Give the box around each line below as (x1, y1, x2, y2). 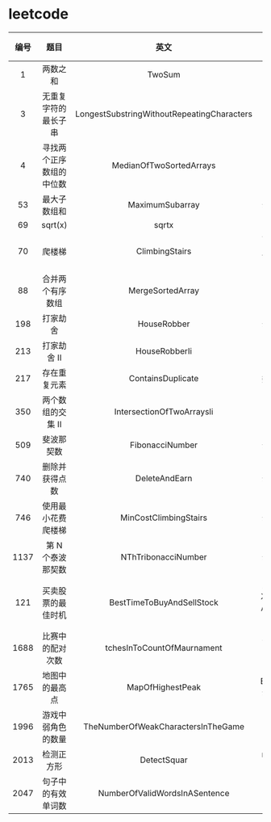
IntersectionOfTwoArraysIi (114, 405, 214, 417)
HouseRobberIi (135, 345, 192, 356)
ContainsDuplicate (128, 372, 199, 384)
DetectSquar (140, 754, 188, 765)
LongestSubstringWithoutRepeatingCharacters (75, 108, 252, 120)
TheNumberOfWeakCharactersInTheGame (83, 720, 244, 732)
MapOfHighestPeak (126, 682, 202, 693)
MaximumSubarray (127, 199, 200, 210)
